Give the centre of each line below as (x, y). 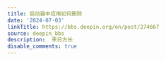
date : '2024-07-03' (36, 20)
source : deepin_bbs (36, 33)
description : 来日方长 (40, 40)
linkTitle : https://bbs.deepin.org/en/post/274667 (83, 27)
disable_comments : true (42, 46)
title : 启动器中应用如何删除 (45, 14)
